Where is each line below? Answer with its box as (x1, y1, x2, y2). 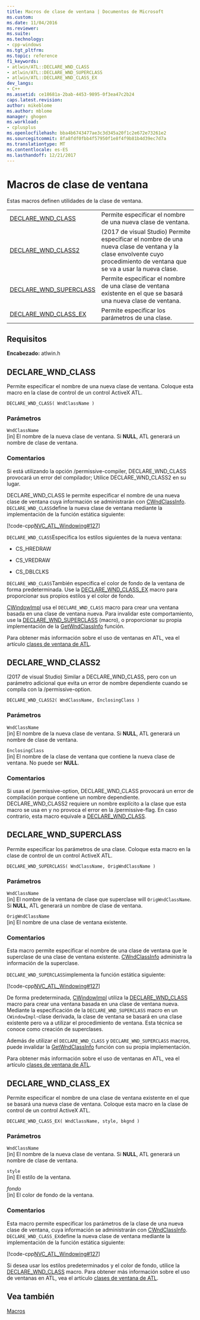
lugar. (7, 480, 21, 487)
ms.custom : (7, 14, 34, 20)
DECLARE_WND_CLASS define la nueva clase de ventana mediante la (7, 504, 163, 511)
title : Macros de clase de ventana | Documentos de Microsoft (7, 8, 164, 15)
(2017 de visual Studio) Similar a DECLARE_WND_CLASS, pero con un (7, 673, 177, 680)
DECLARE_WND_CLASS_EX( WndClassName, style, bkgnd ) (7, 1118, 140, 1125)
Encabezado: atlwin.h (7, 350, 61, 357)
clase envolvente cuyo (101, 250, 164, 258)
